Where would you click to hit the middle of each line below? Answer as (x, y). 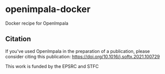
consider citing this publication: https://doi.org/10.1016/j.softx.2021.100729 (82, 56)
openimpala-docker (48, 9)
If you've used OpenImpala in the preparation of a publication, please (78, 51)
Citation (18, 39)
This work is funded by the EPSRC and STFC (52, 66)
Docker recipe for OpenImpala (37, 23)
